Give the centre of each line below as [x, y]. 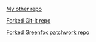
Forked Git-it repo [29, 20]
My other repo [24, 9]
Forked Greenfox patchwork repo [48, 32]
